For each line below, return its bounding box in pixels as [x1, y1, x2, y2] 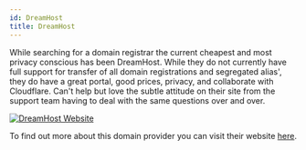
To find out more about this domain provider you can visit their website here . [9, 130, 297, 141]
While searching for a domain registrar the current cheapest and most [9, 46, 272, 57]
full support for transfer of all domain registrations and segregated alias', [9, 65, 282, 77]
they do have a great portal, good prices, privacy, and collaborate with [9, 75, 274, 86]
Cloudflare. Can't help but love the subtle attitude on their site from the [9, 85, 276, 96]
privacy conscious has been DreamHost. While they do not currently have [9, 56, 288, 67]
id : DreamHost [9, 13, 64, 23]
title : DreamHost [9, 22, 76, 31]
